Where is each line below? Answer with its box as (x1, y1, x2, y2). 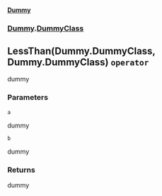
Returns (7, 165, 35, 175)
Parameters (7, 93, 48, 103)
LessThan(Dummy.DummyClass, (7, 45, 156, 57)
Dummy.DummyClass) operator (7, 56, 149, 68)
